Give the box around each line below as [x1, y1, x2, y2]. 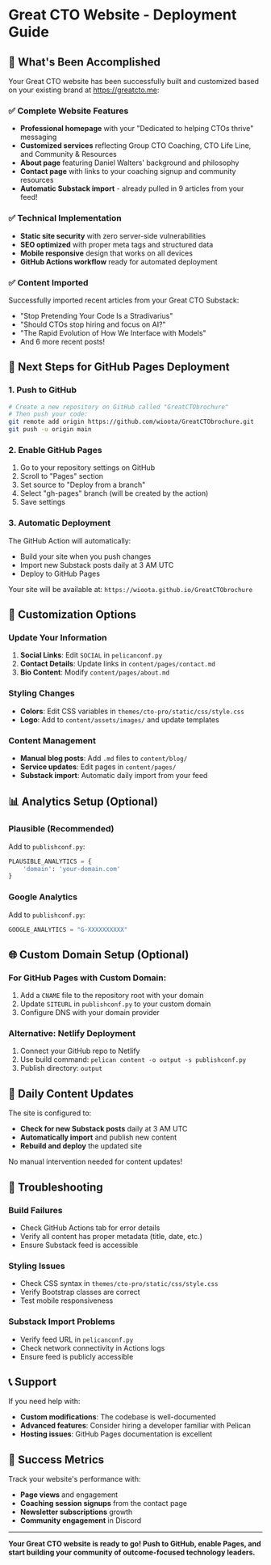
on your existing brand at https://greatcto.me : [8, 85, 160, 95]
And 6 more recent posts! [19, 336, 106, 346]
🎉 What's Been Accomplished [8, 55, 161, 69]
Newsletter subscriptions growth [19, 1507, 133, 1517]
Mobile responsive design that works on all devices [19, 248, 194, 258]
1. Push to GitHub [8, 384, 77, 395]
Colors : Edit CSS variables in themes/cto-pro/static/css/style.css [19, 706, 244, 716]
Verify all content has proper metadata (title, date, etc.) [19, 1231, 203, 1241]
